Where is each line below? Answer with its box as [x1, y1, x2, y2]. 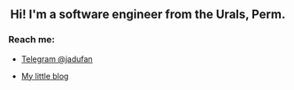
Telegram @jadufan [20, 53, 94, 64]
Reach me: [8, 34, 55, 46]
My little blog [20, 71, 69, 81]
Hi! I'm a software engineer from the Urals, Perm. [10, 7, 286, 22]
